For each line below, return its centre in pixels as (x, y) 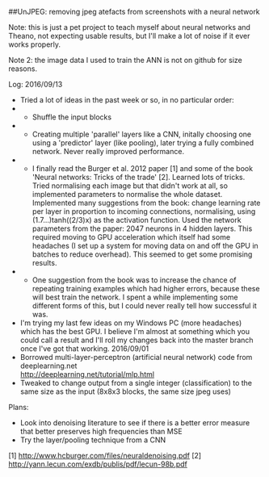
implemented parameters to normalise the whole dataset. (127, 194)
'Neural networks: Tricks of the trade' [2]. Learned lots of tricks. (139, 177)
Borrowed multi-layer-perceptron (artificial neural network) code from (136, 357)
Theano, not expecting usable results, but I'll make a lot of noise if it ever (129, 36)
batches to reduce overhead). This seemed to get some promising (142, 254)
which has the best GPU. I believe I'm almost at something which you (135, 331)
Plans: (19, 407)
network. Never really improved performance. (108, 151)
